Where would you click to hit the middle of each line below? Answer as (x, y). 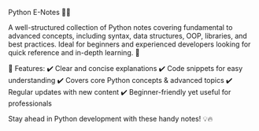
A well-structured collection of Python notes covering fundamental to (120, 27)
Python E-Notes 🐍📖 (39, 12)
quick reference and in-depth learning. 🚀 (74, 52)
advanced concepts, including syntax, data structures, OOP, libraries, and (128, 36)
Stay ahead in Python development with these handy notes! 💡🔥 (111, 119)
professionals (30, 103)
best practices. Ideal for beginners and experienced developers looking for (129, 44)
